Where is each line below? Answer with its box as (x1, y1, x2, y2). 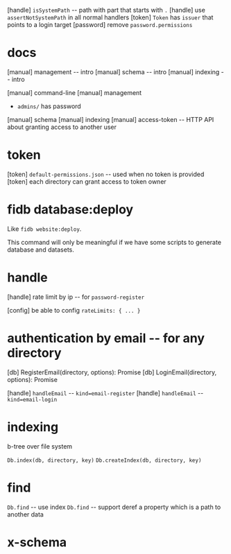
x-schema (7, 534, 67, 550)
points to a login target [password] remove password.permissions (7, 21, 193, 28)
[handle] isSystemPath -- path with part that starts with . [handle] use (7, 6, 206, 14)
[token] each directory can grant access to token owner (7, 177, 166, 186)
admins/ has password (17, 102, 81, 110)
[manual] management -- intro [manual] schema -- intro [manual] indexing (7, 67, 220, 76)
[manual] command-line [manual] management (7, 88, 142, 96)
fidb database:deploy (7, 202, 134, 218)
